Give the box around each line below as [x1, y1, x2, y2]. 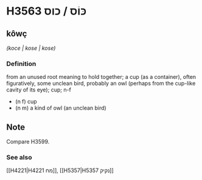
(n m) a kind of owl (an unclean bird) [15, 104, 106, 112]
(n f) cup [15, 98, 38, 105]
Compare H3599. [6, 138, 50, 145]
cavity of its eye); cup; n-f [6, 86, 72, 93]
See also [6, 153, 32, 162]
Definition [6, 59, 37, 68]
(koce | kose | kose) [6, 44, 56, 52]
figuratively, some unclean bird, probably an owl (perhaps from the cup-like [6, 80, 196, 87]
